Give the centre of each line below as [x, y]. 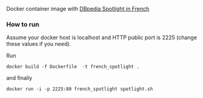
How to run [23, 24]
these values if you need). [39, 44]
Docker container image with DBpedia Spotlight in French [78, 9]
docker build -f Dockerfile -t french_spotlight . [73, 67]
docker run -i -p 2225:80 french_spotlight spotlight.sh [80, 89]
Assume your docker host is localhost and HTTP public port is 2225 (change [102, 38]
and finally [19, 78]
